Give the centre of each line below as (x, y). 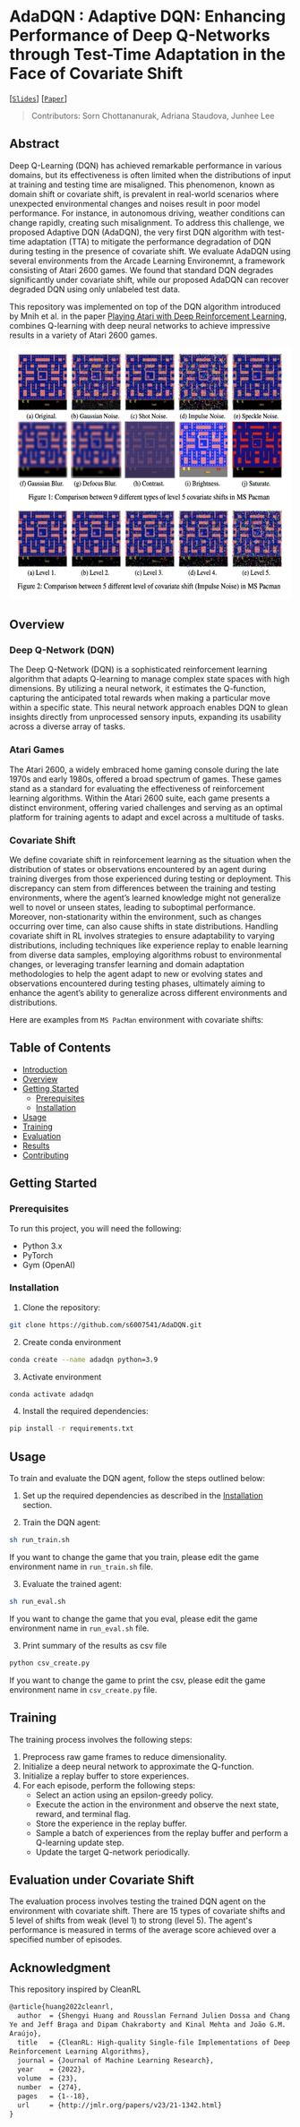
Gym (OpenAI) (49, 1265)
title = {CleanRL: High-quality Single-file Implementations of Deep (154, 2043)
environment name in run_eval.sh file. (79, 1628)
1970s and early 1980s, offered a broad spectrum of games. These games (146, 779)
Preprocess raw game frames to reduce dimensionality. (124, 1756)
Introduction (45, 1069)
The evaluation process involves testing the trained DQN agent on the (138, 1901)
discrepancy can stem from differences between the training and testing (142, 888)
